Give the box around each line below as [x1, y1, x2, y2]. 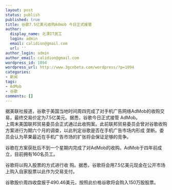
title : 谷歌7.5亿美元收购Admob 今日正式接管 [5, 22, 92, 27]
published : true [5, 17, 40, 22]
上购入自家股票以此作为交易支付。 [5, 168, 78, 175]
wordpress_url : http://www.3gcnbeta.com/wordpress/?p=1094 [5, 65, 135, 70]
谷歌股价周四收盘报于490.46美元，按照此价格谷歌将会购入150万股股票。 [5, 179, 159, 185]
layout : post [5, 7, 33, 13]
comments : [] [5, 93, 33, 99]
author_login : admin [5, 50, 50, 55]
